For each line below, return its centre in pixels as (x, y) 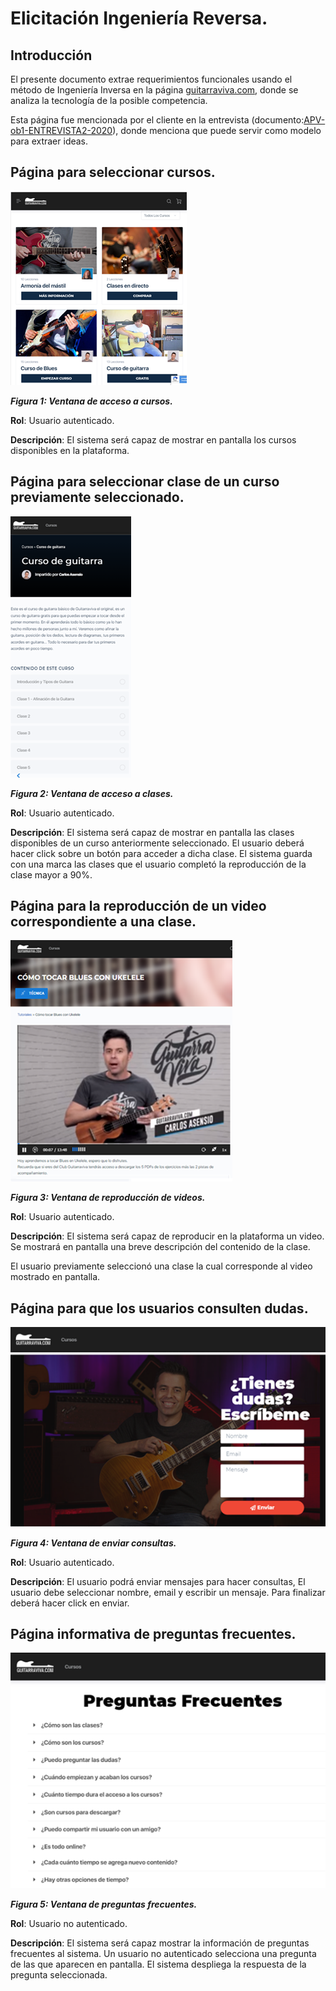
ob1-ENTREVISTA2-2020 (61, 130)
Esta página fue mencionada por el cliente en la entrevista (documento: (157, 120)
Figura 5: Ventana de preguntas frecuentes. (104, 1904)
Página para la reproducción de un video (138, 906)
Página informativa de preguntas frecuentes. (153, 1634)
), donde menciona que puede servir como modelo (217, 130)
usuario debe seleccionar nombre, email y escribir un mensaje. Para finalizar (168, 1592)
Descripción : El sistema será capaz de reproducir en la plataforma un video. (167, 1236)
